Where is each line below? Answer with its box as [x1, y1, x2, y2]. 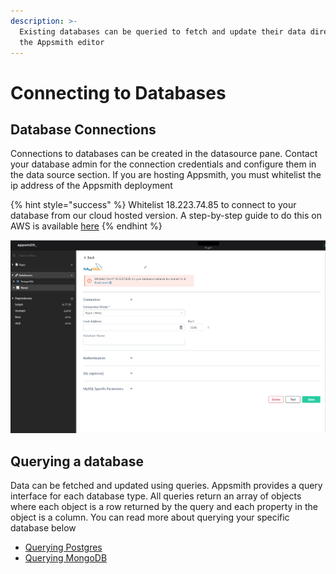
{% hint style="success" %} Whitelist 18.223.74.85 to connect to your [10, 199, 297, 211]
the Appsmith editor [19, 37, 105, 47]
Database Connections [10, 121, 157, 138]
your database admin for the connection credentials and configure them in [10, 158, 317, 170]
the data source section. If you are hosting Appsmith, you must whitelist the [10, 169, 322, 181]
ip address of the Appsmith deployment [10, 180, 173, 192]
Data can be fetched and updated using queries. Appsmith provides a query [10, 480, 323, 492]
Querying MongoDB [24, 552, 108, 564]
